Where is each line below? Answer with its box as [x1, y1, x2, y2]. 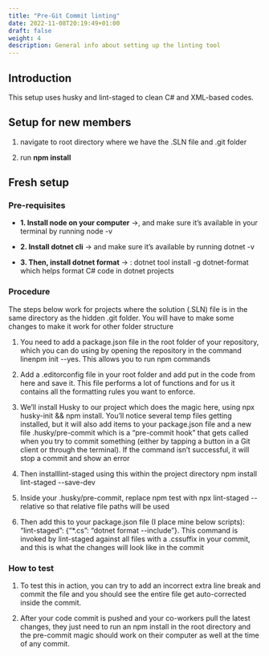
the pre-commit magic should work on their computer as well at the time [19, 630, 259, 640]
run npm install [19, 152, 71, 162]
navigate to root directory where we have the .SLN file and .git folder [19, 137, 247, 147]
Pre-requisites [8, 200, 66, 211]
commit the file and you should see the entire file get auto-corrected [19, 589, 247, 599]
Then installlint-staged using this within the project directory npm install [19, 468, 258, 478]
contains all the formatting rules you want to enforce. [19, 387, 195, 396]
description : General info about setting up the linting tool [8, 42, 221, 50]
